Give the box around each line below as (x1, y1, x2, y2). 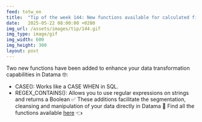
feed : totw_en (6, 8, 42, 15)
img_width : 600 (6, 37, 44, 43)
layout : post (6, 48, 39, 54)
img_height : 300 (6, 43, 47, 49)
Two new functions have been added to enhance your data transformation (6, 64, 191, 72)
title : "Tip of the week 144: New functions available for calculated (6, 14, 189, 20)
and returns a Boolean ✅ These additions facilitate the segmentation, (14, 96, 186, 103)
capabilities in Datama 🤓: (6, 70, 68, 78)
